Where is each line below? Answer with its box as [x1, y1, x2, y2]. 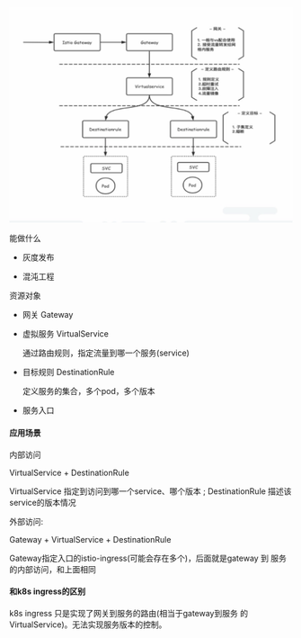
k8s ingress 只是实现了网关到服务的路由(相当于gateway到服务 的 [9, 607, 249, 618]
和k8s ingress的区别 [9, 586, 86, 597]
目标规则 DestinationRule [22, 367, 115, 378]
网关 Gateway [22, 310, 74, 320]
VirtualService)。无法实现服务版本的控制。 [9, 619, 167, 630]
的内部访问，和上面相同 [9, 563, 96, 574]
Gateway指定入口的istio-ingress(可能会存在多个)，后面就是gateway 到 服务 [9, 553, 288, 563]
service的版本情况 [9, 497, 76, 508]
